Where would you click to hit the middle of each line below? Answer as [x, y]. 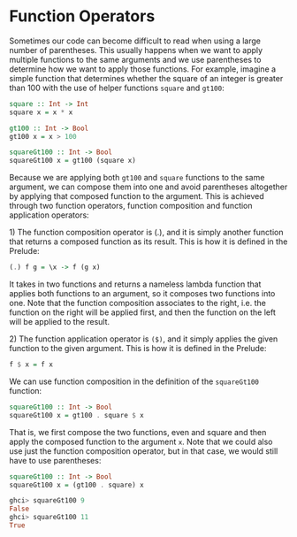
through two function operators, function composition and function [131, 206]
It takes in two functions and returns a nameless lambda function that [135, 284]
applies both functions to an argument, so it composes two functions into [142, 294]
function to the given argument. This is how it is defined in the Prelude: [138, 349]
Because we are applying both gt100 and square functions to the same [137, 178]
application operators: [49, 215]
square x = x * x [41, 112]
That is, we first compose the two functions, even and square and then [138, 432]
